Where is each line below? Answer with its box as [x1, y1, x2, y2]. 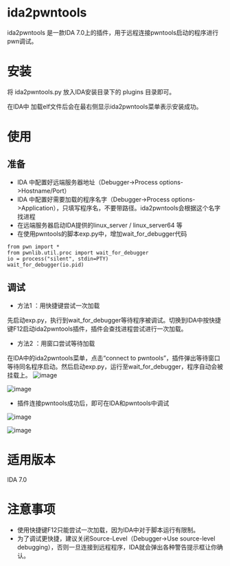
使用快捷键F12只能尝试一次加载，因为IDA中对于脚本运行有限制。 [16, 525, 200, 534]
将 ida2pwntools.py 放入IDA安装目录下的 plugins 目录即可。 [7, 87, 176, 96]
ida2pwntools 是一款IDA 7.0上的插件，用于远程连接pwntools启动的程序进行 [7, 28, 219, 36]
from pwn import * [7, 243, 60, 250]
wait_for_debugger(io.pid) [7, 261, 84, 268]
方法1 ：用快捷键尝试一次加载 [16, 301, 100, 309]
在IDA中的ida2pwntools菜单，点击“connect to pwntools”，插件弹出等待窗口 [7, 353, 221, 362]
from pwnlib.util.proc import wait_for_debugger [7, 249, 149, 256]
